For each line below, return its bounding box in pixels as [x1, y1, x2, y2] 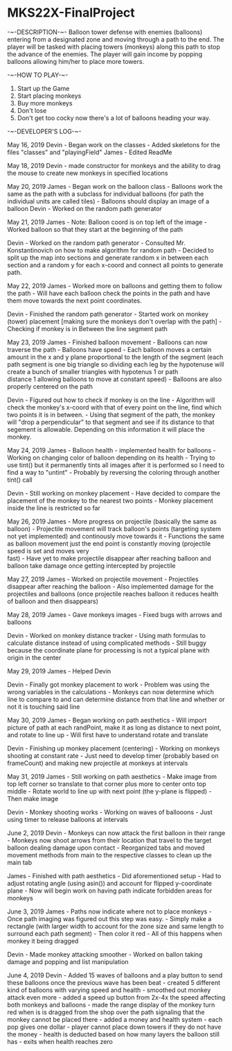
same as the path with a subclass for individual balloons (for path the [7, 190, 204, 198]
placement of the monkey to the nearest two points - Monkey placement [7, 496, 213, 505]
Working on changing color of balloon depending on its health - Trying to [7, 453, 215, 462]
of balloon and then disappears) [7, 597, 99, 605]
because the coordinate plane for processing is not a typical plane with [7, 646, 210, 654]
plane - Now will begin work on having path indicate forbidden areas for [7, 886, 213, 895]
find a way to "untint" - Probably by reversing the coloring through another [7, 468, 220, 476]
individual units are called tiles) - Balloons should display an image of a [7, 196, 210, 205]
